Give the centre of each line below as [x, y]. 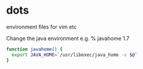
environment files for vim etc [42, 27]
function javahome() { [34, 49]
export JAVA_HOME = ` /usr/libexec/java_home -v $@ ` [74, 55]
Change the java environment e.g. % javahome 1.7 [68, 38]
